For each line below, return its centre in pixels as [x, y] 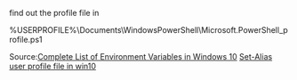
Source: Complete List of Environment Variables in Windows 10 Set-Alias [141, 56]
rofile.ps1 [26, 40]
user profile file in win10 [52, 66]
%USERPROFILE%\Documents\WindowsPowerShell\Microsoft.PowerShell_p [149, 30]
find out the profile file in [54, 13]
